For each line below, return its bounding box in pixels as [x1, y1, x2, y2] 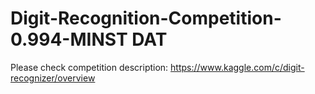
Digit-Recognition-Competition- [10, 7, 282, 30]
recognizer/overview [10, 72, 96, 84]
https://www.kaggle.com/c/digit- [170, 61, 305, 73]
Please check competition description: [10, 61, 169, 73]
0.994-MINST [10, 28, 128, 51]
